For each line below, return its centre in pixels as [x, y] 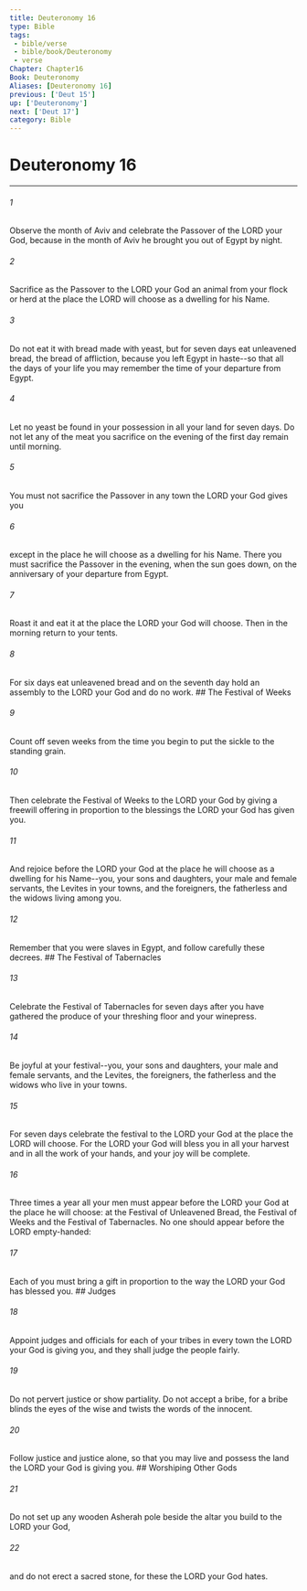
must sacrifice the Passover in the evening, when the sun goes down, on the [153, 564]
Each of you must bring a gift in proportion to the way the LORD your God [148, 1281]
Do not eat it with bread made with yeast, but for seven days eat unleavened [153, 348]
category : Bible [40, 120]
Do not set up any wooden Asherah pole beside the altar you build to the [146, 1517]
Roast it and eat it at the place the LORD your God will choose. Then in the [149, 624]
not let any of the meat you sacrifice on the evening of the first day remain [149, 436]
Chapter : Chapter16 [47, 69]
